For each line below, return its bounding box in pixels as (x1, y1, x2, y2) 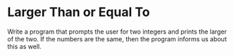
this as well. (7, 42, 42, 50)
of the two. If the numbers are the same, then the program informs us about (7, 34, 227, 43)
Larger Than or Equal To (7, 4, 150, 20)
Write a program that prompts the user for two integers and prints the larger (7, 27, 227, 36)
